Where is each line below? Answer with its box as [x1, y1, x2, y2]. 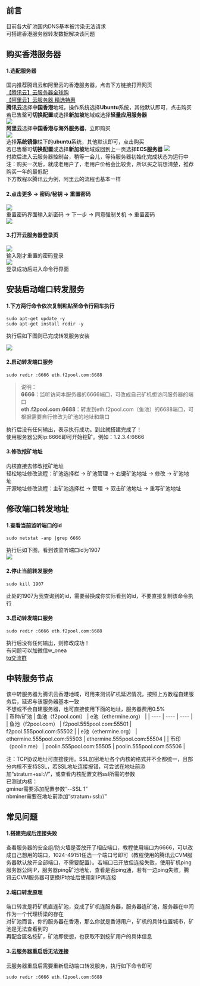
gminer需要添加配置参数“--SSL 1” [6, 785, 88, 793]
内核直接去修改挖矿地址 [6, 462, 64, 469]
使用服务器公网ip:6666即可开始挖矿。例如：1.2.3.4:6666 [6, 433, 145, 440]
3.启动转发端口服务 [6, 615, 54, 622]
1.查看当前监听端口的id [6, 521, 62, 529]
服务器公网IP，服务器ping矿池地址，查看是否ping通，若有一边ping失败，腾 [6, 867, 189, 874]
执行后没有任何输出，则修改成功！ [6, 639, 90, 646]
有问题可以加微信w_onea [6, 647, 67, 654]
